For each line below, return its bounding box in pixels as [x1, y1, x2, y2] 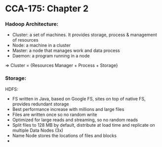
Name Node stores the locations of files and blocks [12, 132, 117, 139]
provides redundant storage [12, 101, 69, 107]
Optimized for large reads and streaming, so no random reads [12, 117, 138, 123]
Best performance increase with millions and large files [12, 106, 124, 112]
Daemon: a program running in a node [12, 53, 90, 59]
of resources [12, 37, 39, 43]
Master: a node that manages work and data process [12, 48, 120, 53]
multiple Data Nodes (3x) [12, 127, 63, 133]
